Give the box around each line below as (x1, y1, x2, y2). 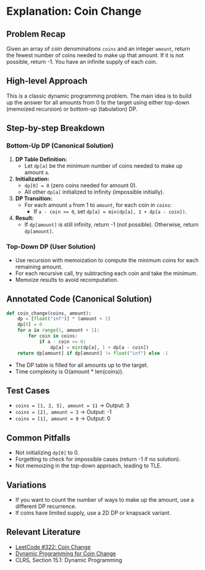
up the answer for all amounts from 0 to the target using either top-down (6, 98, 190, 106)
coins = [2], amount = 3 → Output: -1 (15, 408, 112, 416)
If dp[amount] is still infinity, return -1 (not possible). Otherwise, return (24, 221, 199, 228)
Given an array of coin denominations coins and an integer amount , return (6, 45, 191, 52)
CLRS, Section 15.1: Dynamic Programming (15, 556, 122, 563)
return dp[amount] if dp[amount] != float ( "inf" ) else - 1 (17, 350, 168, 356)
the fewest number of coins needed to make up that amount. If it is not (6, 52, 184, 59)
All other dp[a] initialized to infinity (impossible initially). (24, 188, 165, 195)
